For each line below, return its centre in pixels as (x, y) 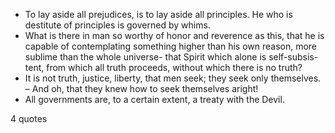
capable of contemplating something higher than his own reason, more (171, 46)
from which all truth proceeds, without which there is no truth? (174, 67)
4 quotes (29, 118)
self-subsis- (293, 57)
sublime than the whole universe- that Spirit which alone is (145, 57)
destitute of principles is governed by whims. (117, 25)
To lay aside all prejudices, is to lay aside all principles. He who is (158, 14)
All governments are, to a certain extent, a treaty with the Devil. (154, 99)
